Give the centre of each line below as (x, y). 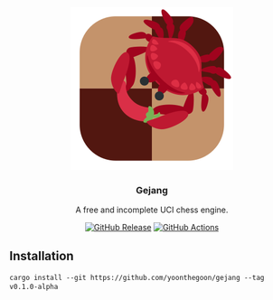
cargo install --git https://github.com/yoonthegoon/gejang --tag (137, 278)
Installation (42, 256)
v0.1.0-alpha (34, 287)
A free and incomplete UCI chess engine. (152, 210)
